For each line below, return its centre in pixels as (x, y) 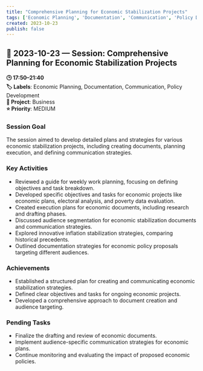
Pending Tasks (28, 323)
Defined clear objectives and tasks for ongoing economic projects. (98, 294)
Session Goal (26, 126)
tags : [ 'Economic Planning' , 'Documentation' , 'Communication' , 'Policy (100, 18)
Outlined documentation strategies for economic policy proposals (96, 246)
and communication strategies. (53, 226)
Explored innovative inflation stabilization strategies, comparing (94, 233)
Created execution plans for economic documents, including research (102, 207)
